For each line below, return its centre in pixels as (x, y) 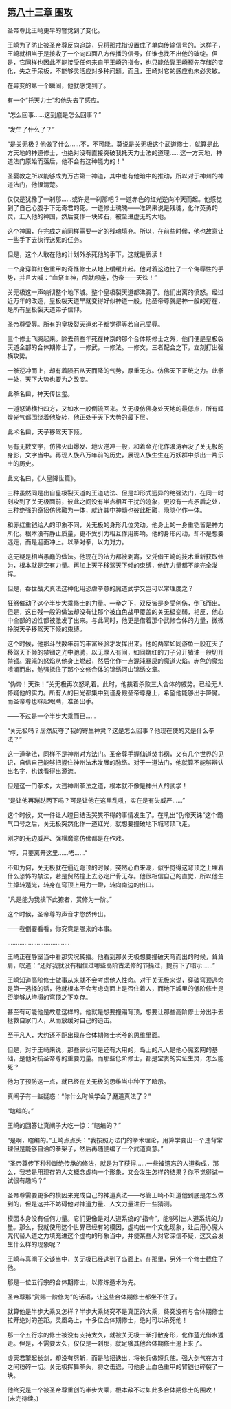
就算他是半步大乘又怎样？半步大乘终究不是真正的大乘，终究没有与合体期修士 (115, 1311)
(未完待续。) (23, 1398)
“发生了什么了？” (31, 129)
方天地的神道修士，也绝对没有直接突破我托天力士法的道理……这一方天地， (112, 152)
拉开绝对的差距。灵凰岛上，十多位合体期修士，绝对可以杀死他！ (97, 1320)
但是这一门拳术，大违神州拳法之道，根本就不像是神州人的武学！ (97, 785)
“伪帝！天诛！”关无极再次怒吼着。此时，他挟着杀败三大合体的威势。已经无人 (115, 683)
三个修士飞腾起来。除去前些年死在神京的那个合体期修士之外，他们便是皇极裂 (115, 338)
